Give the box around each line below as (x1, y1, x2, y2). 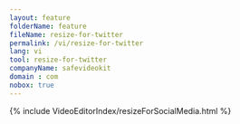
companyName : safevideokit (9, 64, 111, 73)
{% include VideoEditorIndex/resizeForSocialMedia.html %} (9, 105, 232, 116)
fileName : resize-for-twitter (9, 30, 124, 39)
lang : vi (9, 47, 43, 56)
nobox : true (9, 81, 54, 90)
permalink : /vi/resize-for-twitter (9, 38, 144, 48)
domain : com (9, 72, 59, 81)
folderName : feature (9, 22, 88, 31)
